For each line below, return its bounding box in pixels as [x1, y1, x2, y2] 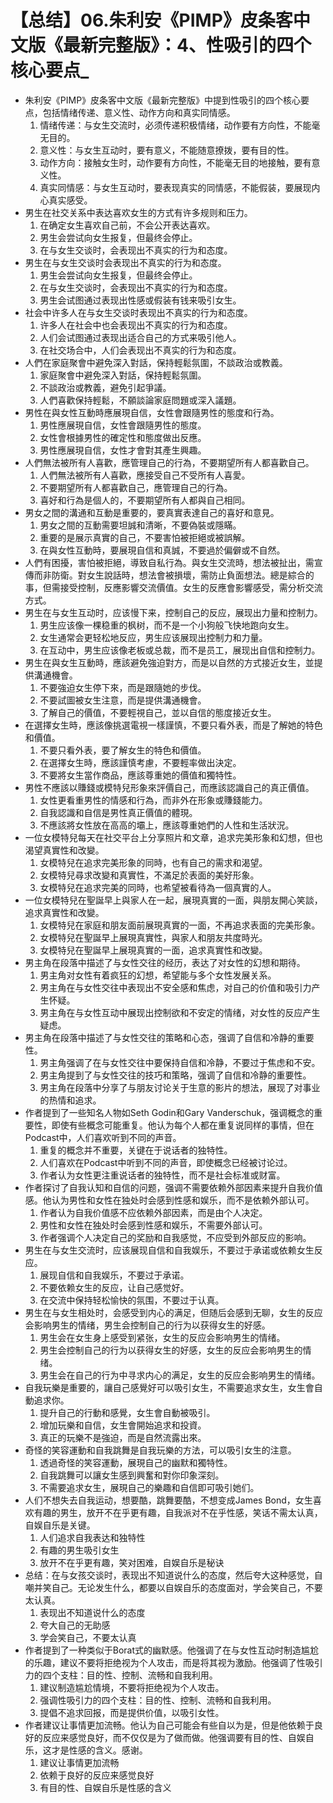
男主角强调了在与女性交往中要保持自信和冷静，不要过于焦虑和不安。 [39, 1056, 321, 1068]
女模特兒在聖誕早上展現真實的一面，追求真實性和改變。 [39, 944, 268, 956]
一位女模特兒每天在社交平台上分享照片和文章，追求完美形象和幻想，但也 [24, 831, 323, 843]
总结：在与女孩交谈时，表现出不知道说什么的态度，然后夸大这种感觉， [24, 1569, 315, 1581]
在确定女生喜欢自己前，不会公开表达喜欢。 [39, 219, 216, 231]
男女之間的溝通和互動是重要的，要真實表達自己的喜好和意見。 [24, 506, 280, 518]
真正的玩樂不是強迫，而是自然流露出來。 [39, 1431, 207, 1443]
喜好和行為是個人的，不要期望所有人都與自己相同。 [39, 494, 251, 506]
